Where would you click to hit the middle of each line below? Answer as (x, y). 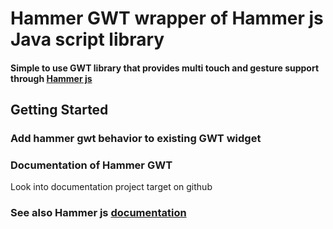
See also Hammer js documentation (98, 213)
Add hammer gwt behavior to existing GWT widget (136, 139)
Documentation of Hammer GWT (91, 165)
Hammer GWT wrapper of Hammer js (167, 18)
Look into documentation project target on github (111, 187)
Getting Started (59, 110)
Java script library (87, 39)
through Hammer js (51, 78)
